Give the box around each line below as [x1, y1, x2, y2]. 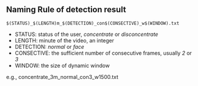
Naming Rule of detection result [6, 5, 127, 15]
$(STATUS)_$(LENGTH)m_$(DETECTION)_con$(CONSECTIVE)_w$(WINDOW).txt [6, 20, 180, 26]
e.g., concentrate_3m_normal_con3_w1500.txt [6, 73, 119, 80]
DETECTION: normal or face [14, 43, 84, 50]
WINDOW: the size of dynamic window [14, 62, 110, 69]
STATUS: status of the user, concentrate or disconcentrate [14, 31, 159, 38]
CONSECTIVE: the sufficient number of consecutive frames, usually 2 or [14, 49, 192, 57]
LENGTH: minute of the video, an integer [14, 37, 115, 44]
